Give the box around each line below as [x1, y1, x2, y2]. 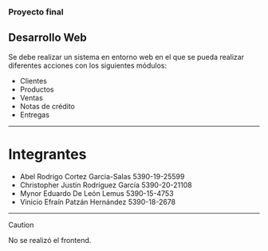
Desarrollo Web [8, 31, 87, 45]
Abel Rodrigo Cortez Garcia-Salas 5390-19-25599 [19, 171, 185, 181]
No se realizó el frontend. [8, 235, 92, 245]
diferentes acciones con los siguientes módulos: [8, 61, 167, 70]
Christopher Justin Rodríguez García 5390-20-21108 [19, 180, 193, 190]
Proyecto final [8, 6, 64, 18]
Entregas [19, 110, 50, 120]
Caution [8, 220, 34, 229]
